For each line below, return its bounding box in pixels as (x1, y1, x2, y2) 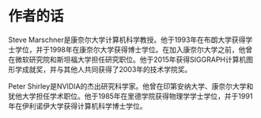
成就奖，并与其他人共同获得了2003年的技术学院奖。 (21, 64, 192, 74)
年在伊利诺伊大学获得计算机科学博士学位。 (8, 101, 147, 111)
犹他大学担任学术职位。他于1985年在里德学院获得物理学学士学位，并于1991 (8, 91, 253, 101)
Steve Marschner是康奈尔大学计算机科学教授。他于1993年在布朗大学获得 (8, 35, 246, 44)
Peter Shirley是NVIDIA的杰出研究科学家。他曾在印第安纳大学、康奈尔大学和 (8, 81, 254, 91)
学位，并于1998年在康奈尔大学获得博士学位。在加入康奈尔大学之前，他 (14, 44, 246, 54)
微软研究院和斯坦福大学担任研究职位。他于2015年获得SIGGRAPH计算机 (14, 55, 247, 64)
